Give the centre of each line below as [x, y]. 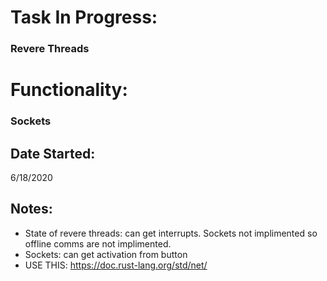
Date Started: [53, 153]
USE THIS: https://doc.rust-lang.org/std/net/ [116, 265]
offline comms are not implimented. [98, 243]
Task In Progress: [84, 17]
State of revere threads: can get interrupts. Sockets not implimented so [171, 233]
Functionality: [69, 90]
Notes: [31, 209]
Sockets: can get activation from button [106, 254]
